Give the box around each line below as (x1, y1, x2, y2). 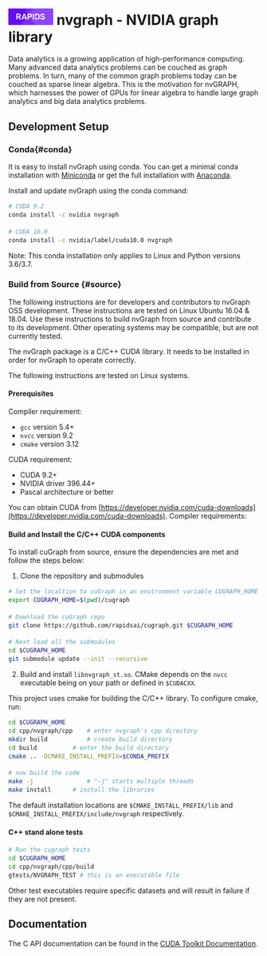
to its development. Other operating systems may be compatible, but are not (8, 322, 259, 332)
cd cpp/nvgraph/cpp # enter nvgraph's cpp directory (8, 727, 198, 735)
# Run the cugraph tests (8, 846, 91, 854)
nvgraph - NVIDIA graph (56, 10, 219, 29)
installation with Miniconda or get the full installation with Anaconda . (8, 170, 233, 180)
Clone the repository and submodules (19, 572, 144, 581)
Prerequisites (8, 388, 54, 399)
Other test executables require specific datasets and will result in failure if (8, 886, 250, 895)
